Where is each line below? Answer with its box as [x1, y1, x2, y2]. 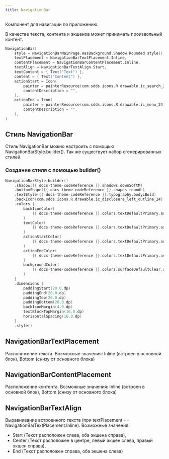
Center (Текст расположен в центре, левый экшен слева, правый [12, 437, 153, 443]
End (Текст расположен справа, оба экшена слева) [12, 448, 123, 454]
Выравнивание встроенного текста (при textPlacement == [5, 417, 130, 423]
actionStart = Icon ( [14, 79, 57, 84]
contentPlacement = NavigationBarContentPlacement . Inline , [14, 60, 141, 65]
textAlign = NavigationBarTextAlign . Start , [14, 65, 107, 70]
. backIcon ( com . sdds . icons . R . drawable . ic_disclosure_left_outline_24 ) [14, 197, 163, 202]
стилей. [5, 154, 22, 160]
